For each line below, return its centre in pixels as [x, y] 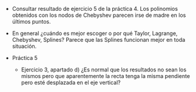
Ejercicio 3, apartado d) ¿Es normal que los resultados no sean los [104, 70]
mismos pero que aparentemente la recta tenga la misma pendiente [105, 76]
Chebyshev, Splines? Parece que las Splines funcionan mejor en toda [99, 40]
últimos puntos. [32, 21]
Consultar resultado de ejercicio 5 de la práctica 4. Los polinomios [95, 9]
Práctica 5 [25, 58]
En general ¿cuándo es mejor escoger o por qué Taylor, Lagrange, [95, 33]
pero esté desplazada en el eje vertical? [71, 82]
